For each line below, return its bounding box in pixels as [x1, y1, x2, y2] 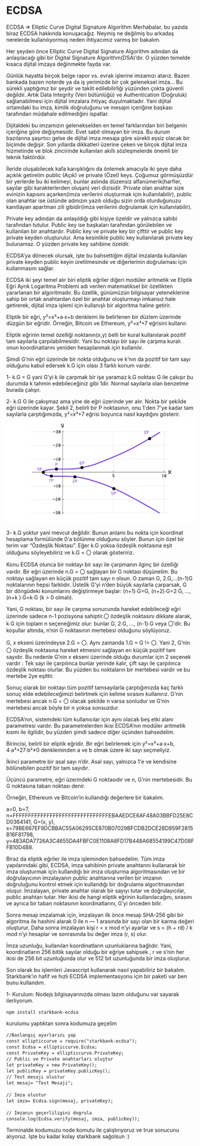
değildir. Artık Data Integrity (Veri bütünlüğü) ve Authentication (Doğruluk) [6, 91, 187, 98]
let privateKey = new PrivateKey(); [6, 1062, 97, 1068]
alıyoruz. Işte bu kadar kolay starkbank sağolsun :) [6, 1132, 130, 1140]
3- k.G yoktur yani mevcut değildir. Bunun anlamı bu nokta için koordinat [6, 529, 184, 536]
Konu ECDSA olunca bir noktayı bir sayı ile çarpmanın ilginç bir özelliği [6, 561, 179, 568]
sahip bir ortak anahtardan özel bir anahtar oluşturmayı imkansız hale [6, 295, 176, 302]
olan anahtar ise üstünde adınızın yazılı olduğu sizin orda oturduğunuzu [6, 197, 181, 204]
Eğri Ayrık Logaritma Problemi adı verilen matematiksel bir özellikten [6, 282, 173, 290]
